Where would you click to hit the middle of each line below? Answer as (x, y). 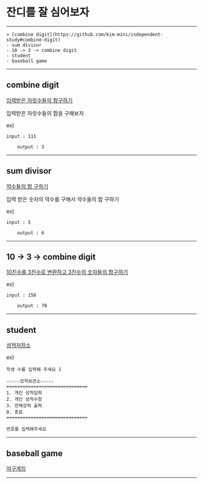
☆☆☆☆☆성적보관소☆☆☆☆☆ (30, 381)
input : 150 (21, 295)
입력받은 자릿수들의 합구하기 (40, 100)
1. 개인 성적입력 (24, 393)
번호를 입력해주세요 (26, 429)
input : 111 (21, 136)
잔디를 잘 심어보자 (48, 12)
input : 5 (19, 222)
